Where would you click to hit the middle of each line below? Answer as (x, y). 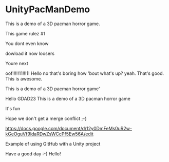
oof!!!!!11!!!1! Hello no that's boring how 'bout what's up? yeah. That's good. (85, 73)
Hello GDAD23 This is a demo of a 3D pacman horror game (68, 98)
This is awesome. (24, 78)
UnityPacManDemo (48, 9)
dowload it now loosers (30, 53)
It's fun (13, 108)
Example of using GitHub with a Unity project (53, 144)
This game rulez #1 (25, 33)
